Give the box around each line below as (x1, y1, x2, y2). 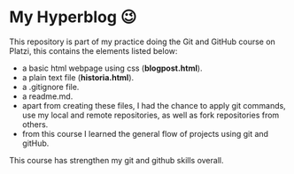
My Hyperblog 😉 (9, 7, 137, 27)
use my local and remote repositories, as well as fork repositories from (21, 110, 280, 120)
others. (21, 118, 49, 130)
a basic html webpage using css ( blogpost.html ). (21, 63, 203, 73)
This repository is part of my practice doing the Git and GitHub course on (9, 36, 276, 47)
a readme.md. (21, 91, 73, 102)
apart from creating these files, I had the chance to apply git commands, (21, 100, 286, 110)
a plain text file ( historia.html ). (21, 72, 135, 82)
